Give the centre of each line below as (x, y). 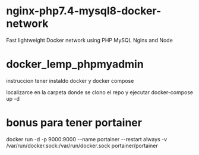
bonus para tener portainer (74, 123)
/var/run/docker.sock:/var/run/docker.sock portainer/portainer (82, 145)
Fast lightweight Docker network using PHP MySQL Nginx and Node (90, 40)
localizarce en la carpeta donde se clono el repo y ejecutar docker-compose (100, 92)
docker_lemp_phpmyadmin (75, 64)
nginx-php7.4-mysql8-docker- (84, 11)
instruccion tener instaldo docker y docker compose (70, 80)
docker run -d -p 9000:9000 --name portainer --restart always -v (87, 139)
